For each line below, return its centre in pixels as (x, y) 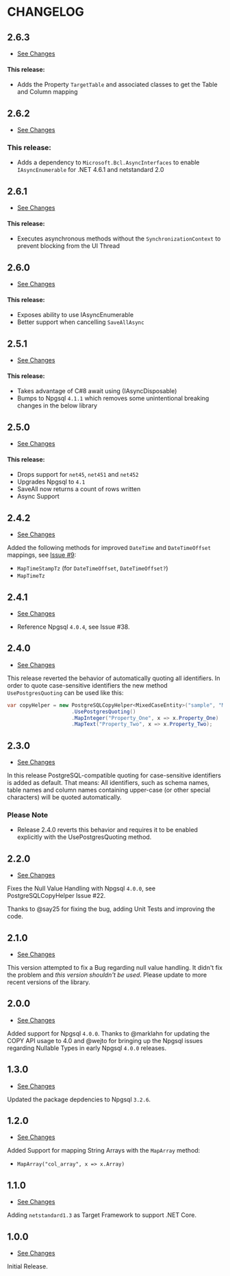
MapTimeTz (31, 576)
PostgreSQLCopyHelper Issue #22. (56, 896)
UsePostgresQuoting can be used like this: (65, 692)
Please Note (28, 815)
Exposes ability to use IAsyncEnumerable (75, 315)
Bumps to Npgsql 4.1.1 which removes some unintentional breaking (113, 399)
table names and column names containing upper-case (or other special (109, 790)
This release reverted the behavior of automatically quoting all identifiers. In (114, 678)
